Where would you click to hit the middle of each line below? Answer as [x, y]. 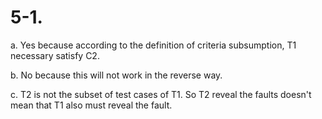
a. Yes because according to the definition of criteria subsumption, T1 [153, 45]
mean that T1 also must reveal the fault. [91, 105]
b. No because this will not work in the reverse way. [116, 75]
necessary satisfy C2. [55, 55]
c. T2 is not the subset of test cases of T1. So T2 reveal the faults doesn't [161, 94]
